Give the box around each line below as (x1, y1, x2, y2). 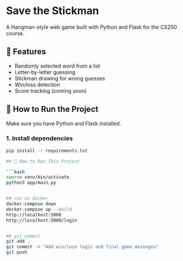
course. (6, 29, 25, 36)
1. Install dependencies (6, 134, 73, 143)
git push (6, 249, 28, 256)
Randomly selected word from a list (14, 62, 101, 69)
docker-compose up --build (6, 206, 72, 212)
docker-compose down (6, 201, 57, 207)
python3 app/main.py (6, 180, 57, 186)
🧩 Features (6, 47, 46, 57)
